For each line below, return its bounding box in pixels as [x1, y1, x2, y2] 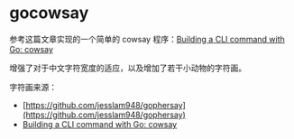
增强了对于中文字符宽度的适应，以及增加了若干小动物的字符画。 [9, 62, 246, 73]
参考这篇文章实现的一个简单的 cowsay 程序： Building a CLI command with [9, 33, 286, 44]
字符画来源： [9, 81, 57, 92]
